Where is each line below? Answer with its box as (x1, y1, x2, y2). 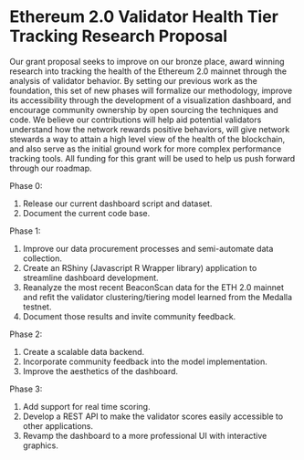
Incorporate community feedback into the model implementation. (22, 356, 267, 367)
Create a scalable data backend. (22, 346, 145, 357)
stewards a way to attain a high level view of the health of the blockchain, (9, 133, 286, 144)
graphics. (22, 440, 59, 451)
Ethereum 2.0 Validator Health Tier (9, 6, 278, 27)
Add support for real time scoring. (22, 401, 151, 412)
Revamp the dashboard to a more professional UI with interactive (22, 430, 267, 441)
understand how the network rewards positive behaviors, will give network (9, 123, 290, 134)
